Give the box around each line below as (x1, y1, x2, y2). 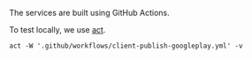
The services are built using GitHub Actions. (9, 8, 170, 18)
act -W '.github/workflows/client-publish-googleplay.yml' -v (9, 41, 243, 50)
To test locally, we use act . (9, 25, 106, 34)
